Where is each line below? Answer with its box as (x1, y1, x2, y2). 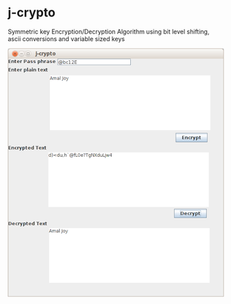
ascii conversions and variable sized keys (8, 34, 125, 42)
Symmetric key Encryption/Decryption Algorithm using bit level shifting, (8, 27, 210, 36)
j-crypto (8, 5, 56, 21)
